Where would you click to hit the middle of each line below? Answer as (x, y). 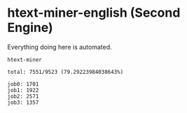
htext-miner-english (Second (94, 13)
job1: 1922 (23, 90)
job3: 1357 (23, 103)
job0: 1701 (23, 84)
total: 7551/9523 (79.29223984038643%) (65, 72)
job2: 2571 (23, 96)
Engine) (30, 28)
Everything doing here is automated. (60, 47)
